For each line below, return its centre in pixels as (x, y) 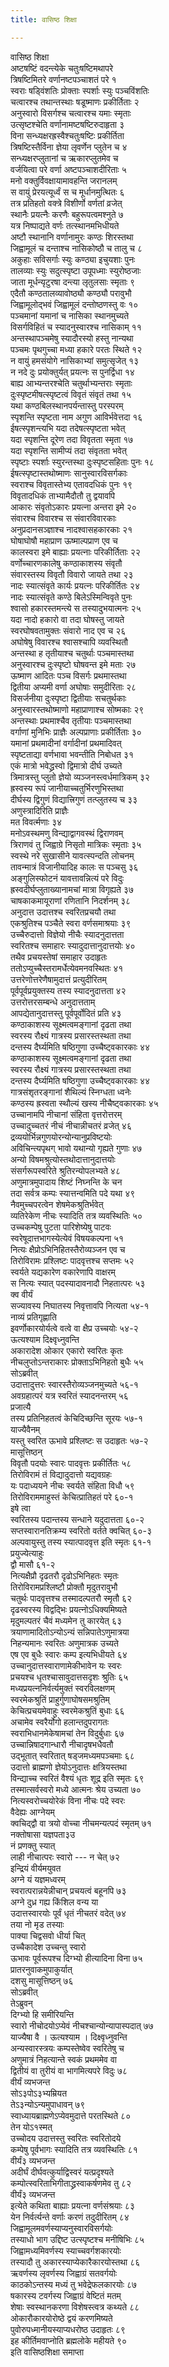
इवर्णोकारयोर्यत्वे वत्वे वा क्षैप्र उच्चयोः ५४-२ (74, 1328)
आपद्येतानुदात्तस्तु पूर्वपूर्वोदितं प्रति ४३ (66, 1013)
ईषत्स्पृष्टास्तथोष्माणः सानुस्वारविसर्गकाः (69, 473)
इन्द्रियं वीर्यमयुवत (36, 1868)
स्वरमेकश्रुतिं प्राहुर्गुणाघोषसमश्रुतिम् (60, 1699)
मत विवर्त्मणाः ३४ (36, 822)
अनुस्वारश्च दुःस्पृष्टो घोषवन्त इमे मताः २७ (73, 664)
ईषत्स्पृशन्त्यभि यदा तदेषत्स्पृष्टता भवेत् (68, 428)
